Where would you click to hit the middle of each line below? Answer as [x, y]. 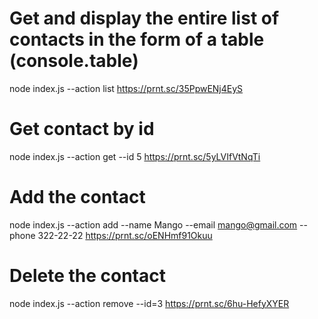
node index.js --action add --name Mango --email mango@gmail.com [153, 224]
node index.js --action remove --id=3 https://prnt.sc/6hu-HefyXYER [149, 303]
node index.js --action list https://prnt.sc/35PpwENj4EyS [126, 88]
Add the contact [77, 197]
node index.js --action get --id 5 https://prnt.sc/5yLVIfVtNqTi [135, 156]
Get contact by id [82, 129]
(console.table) [74, 61]
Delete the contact [87, 276]
